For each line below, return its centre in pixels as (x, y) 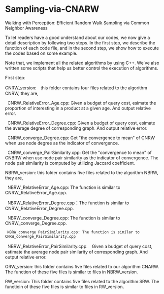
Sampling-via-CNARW (52, 9)
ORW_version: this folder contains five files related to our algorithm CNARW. (82, 266)
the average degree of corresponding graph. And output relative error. (76, 128)
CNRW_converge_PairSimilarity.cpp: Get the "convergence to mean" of (79, 152)
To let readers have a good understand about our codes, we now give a (78, 37)
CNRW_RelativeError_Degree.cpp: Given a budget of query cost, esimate (81, 123)
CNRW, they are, (22, 93)
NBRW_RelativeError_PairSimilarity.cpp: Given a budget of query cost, (80, 246)
